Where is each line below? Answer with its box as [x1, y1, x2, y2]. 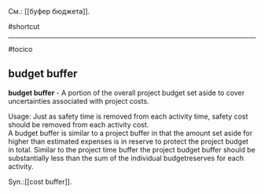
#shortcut [8, 22, 40, 31]
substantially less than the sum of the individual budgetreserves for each [8, 153, 244, 163]
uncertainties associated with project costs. [8, 96, 149, 105]
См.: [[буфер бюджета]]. [8, 7, 90, 16]
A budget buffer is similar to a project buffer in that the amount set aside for [8, 128, 253, 137]
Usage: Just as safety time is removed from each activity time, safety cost [8, 112, 249, 121]
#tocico [8, 45, 33, 53]
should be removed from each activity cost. [8, 119, 149, 129]
